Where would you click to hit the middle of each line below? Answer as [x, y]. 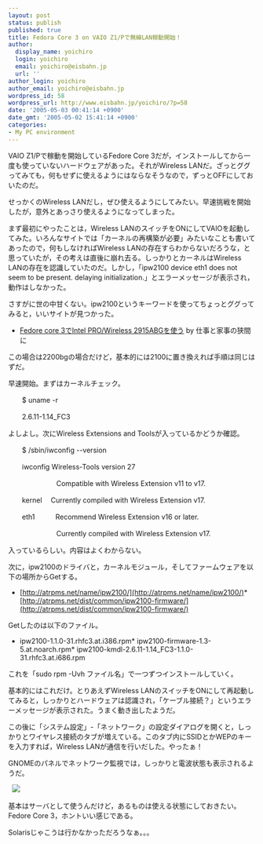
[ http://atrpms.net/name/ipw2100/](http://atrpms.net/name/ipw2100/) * [133, 592]
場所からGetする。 [52, 576]
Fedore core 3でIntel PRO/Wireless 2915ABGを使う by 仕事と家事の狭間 [135, 330]
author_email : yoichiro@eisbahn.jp [66, 88]
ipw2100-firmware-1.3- [174, 641]
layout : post [29, 15]
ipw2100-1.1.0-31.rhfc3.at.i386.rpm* [77, 641]
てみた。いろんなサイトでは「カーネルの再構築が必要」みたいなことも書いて [132, 238]
